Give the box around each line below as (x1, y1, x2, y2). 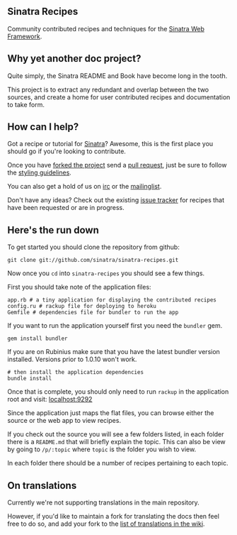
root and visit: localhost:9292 (7, 395, 93, 404)
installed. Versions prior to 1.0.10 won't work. (7, 355, 137, 364)
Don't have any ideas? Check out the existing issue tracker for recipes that (7, 196, 225, 204)
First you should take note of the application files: (7, 283, 151, 292)
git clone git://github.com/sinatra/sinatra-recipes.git (7, 257, 179, 264)
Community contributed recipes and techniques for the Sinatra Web (7, 24, 205, 33)
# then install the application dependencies (7, 369, 144, 376)
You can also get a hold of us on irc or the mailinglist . (7, 182, 162, 191)
